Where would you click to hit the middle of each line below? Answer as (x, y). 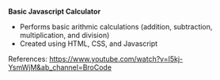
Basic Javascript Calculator (55, 11)
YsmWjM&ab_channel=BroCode (60, 67)
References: (28, 59)
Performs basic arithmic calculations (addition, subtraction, (116, 27)
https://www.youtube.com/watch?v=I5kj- (116, 59)
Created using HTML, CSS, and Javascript (89, 44)
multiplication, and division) (64, 35)
